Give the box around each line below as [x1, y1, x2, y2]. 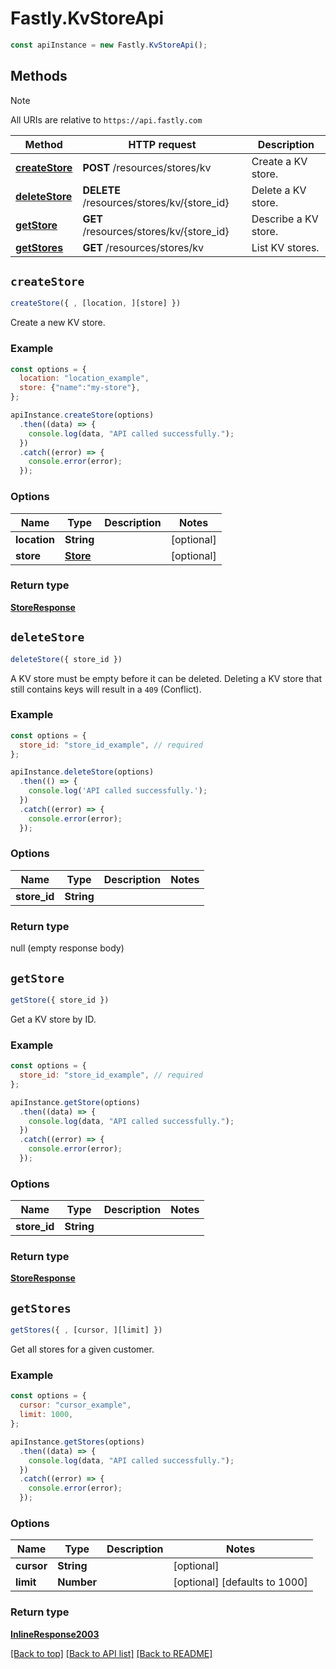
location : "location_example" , [19, 373, 150, 384]
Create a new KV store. [10, 317, 106, 329]
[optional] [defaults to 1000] [173, 1575, 308, 1589]
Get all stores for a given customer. [10, 1343, 155, 1356]
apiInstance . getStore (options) [10, 1097, 141, 1107]
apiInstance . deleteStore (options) [10, 767, 155, 777]
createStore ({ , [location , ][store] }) [10, 298, 182, 309]
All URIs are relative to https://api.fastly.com [10, 113, 203, 126]
